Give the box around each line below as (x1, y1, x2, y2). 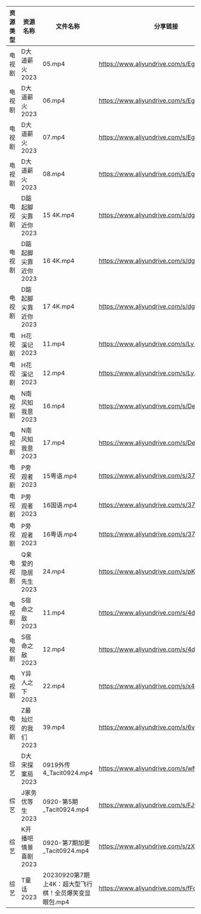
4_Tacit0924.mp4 (42, 769, 93, 777)
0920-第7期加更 (42, 839, 90, 847)
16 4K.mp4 (42, 257, 75, 265)
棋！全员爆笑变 (42, 889, 85, 897)
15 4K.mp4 (42, 211, 75, 219)
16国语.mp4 (42, 501, 77, 509)
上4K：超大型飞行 (42, 880, 93, 888)
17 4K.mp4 (42, 302, 75, 310)
